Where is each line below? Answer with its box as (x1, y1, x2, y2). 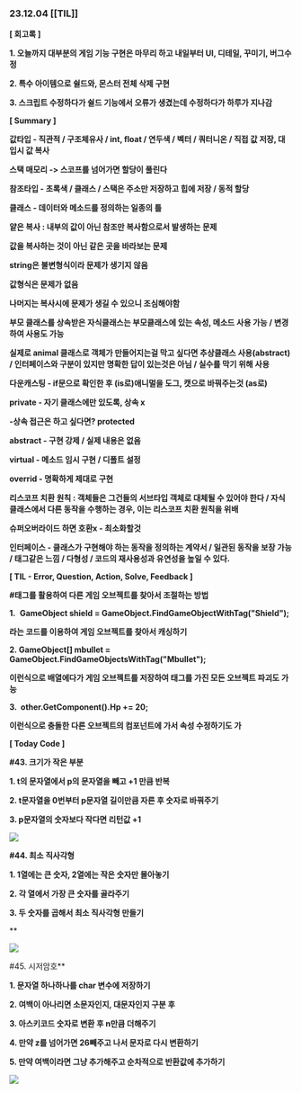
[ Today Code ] (9, 739, 66, 749)
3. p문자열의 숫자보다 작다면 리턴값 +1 (9, 814, 142, 825)
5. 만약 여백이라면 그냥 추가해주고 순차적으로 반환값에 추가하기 (9, 1056, 226, 1068)
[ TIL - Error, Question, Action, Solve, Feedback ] (9, 571, 193, 582)
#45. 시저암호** (9, 961, 66, 972)
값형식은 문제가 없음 (9, 279, 79, 290)
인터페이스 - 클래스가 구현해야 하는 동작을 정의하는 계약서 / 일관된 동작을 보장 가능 (9, 542, 292, 553)
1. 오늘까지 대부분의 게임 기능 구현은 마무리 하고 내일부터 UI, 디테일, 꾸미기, (9, 48, 269, 58)
